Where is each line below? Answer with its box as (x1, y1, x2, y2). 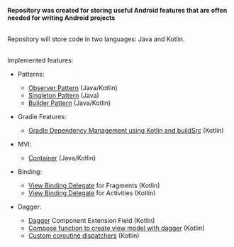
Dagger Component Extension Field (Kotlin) (28, 216, 155, 224)
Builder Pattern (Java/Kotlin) (28, 99, 111, 107)
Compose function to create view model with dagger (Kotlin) (28, 224, 205, 232)
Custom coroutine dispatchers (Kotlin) (28, 231, 140, 240)
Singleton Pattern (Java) (28, 92, 99, 99)
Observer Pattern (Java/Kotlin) (28, 84, 118, 92)
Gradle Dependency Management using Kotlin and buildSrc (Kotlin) (28, 126, 225, 134)
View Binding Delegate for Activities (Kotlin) (28, 189, 156, 197)
